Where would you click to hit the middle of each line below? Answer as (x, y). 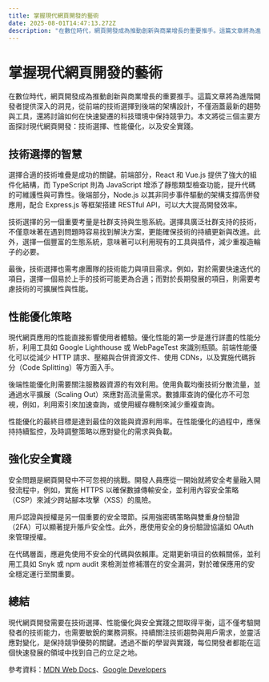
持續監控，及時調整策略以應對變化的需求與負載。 (96, 431)
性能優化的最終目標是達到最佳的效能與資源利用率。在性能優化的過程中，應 (131, 421)
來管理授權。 (29, 536)
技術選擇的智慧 (45, 154)
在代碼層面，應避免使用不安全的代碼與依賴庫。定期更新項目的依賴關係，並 (131, 554)
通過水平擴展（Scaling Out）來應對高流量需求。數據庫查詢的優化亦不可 (126, 394)
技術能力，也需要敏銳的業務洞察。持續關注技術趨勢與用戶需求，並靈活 (145, 632)
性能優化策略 (40, 317)
